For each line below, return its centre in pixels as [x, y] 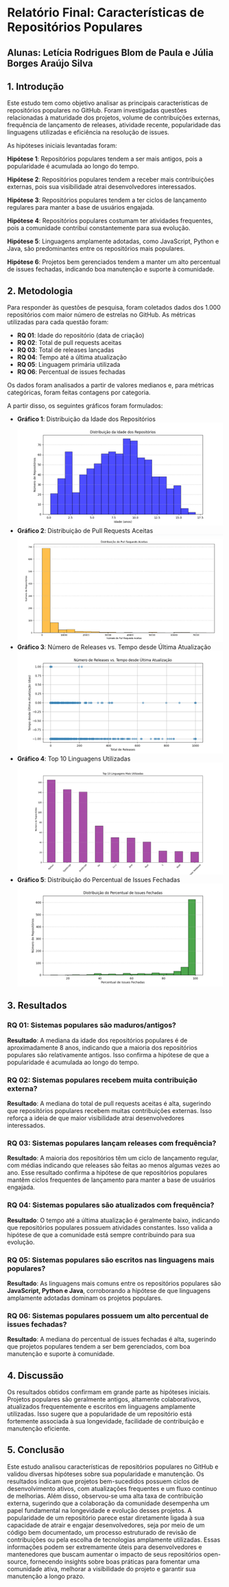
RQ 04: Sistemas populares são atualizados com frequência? [111, 1205]
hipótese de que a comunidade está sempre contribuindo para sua [101, 1235]
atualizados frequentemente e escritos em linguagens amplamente [101, 1407]
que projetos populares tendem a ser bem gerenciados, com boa [99, 1347]
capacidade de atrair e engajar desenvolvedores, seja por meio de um [106, 1525]
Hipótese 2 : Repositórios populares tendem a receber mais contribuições [111, 179]
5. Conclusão [36, 1450]
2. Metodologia [40, 291]
